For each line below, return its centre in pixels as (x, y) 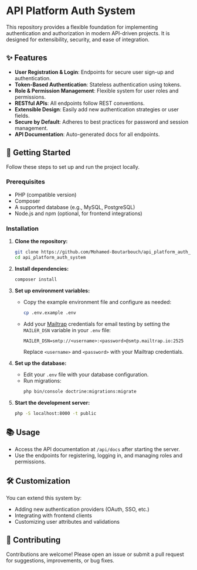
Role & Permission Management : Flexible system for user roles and (96, 91)
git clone (27, 252)
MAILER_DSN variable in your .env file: (67, 330)
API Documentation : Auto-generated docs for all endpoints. (87, 134)
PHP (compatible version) (45, 194)
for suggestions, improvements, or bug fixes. (60, 560)
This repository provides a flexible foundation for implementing (82, 27)
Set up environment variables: (52, 291)
